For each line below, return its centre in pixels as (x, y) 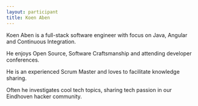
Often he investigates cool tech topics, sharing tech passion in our (89, 90)
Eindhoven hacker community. (44, 96)
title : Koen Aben (28, 18)
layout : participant (32, 12)
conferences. (23, 60)
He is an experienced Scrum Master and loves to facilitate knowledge (93, 71)
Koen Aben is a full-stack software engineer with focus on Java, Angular (97, 35)
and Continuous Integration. (41, 41)
